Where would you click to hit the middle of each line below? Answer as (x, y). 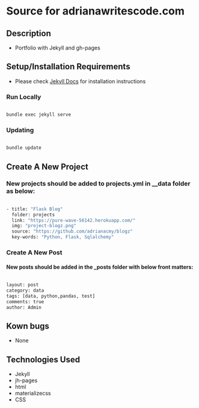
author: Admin (24, 307)
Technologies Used (43, 359)
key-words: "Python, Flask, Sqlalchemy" (63, 237)
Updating (20, 130)
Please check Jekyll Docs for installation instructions (80, 81)
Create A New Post (34, 253)
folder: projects (33, 215)
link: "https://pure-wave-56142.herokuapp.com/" (74, 220)
